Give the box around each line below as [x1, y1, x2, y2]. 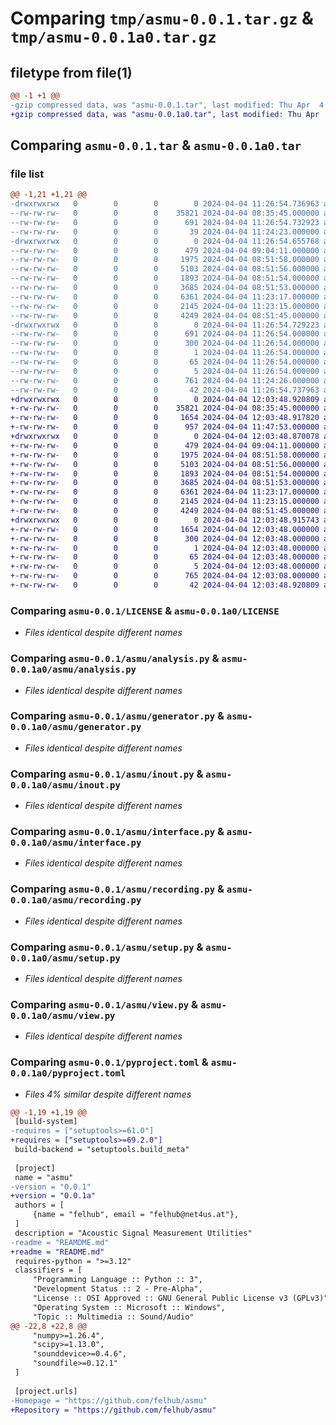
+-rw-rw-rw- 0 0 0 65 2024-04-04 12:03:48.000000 [10, 552, 320, 562]
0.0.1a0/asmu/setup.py [10, 952, 121, 964]
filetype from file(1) [10, 64, 133, 81]
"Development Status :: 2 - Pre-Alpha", [32, 1284, 203, 1294]
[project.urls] [14, 1386, 78, 1396]
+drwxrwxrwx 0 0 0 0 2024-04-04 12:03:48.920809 [10, 394, 320, 404]
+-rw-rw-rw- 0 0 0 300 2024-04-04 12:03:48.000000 [10, 533, 320, 544]
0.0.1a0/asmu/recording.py [10, 895, 142, 906]
